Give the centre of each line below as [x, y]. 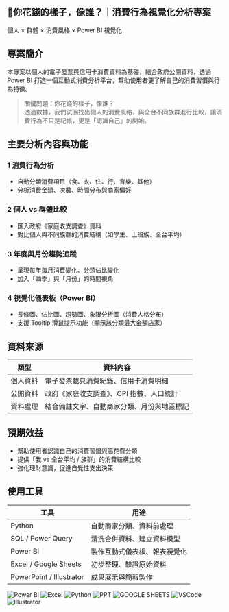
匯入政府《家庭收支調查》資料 [59, 225]
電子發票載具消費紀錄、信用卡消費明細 [107, 381]
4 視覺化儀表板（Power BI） [53, 298]
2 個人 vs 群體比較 [37, 210]
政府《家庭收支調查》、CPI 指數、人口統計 [111, 394]
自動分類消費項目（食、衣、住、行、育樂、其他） [86, 182]
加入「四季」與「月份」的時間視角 [65, 278]
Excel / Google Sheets [46, 564]
